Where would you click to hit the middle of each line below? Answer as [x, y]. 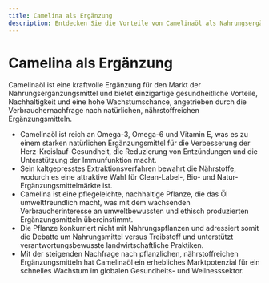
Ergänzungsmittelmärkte [60, 186]
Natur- [227, 177]
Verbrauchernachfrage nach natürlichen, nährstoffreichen [104, 111]
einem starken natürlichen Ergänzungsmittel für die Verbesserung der [135, 143]
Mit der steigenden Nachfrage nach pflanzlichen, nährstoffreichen [129, 254]
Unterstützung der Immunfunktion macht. [88, 160]
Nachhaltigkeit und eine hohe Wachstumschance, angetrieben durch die [127, 102]
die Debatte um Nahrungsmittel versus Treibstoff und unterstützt [126, 237]
